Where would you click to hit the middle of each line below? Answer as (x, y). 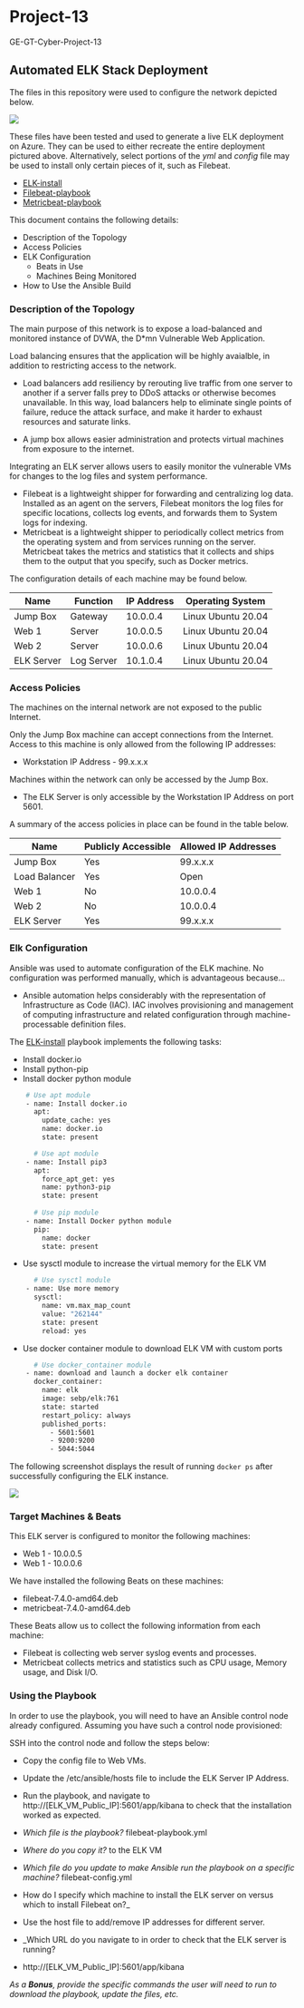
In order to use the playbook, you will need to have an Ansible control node (149, 1715)
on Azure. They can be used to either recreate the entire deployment (137, 146)
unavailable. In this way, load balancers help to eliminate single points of (157, 403)
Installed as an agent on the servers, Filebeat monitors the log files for (153, 503)
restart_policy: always (86, 1415)
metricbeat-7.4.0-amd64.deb (76, 1608)
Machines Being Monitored (86, 276)
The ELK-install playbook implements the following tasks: (115, 1041)
